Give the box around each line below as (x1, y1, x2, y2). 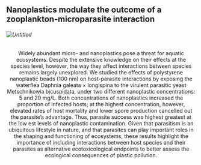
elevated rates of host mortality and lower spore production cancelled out (10, 107, 193, 114)
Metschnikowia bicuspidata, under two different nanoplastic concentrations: (7, 88, 196, 95)
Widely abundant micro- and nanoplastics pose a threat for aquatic (17, 49, 185, 56)
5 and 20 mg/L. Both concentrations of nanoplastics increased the (19, 94, 184, 101)
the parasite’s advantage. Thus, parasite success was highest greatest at (11, 113, 191, 121)
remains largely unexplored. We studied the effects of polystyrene (19, 68, 184, 76)
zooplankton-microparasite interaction (6, 14, 155, 25)
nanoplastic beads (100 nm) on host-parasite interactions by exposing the (10, 75, 193, 82)
